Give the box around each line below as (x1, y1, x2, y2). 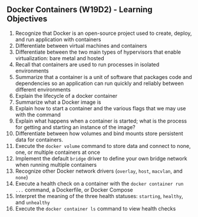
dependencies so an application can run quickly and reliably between (15, 80, 184, 87)
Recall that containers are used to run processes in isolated (15, 61, 160, 68)
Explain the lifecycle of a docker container (15, 92, 118, 99)
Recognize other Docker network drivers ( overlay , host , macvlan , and (15, 167, 183, 175)
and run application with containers (15, 35, 101, 43)
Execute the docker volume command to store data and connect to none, (15, 142, 191, 149)
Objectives (6, 14, 48, 24)
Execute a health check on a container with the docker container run (15, 180, 184, 187)
